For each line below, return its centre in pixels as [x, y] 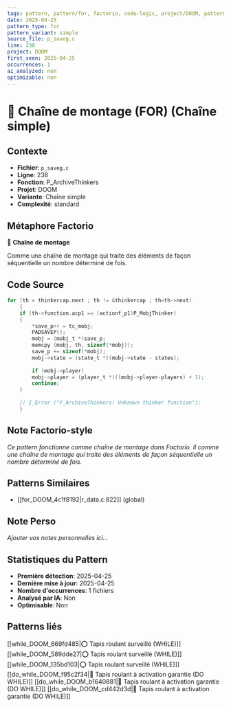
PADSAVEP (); [49, 333]
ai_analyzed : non [32, 71]
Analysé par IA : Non [46, 598]
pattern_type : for [33, 26]
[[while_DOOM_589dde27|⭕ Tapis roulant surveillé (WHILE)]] [95, 654]
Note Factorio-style [50, 430]
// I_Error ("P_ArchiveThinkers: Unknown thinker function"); [110, 403]
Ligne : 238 [33, 175]
